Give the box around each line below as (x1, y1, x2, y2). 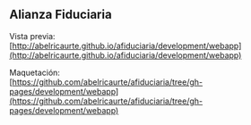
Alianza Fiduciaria (9, 7, 112, 22)
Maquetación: (9, 67, 61, 78)
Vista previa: (9, 30, 56, 41)
